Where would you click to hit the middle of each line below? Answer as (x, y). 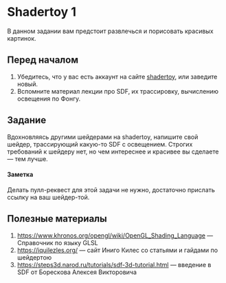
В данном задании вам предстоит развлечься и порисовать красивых (111, 31)
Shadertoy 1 (42, 12)
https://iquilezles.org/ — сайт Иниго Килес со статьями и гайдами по (117, 250)
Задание (27, 120)
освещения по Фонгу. (49, 98)
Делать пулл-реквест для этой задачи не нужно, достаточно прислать (111, 189)
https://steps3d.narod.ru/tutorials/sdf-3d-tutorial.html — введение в (114, 264)
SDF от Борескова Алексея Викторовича (77, 272)
